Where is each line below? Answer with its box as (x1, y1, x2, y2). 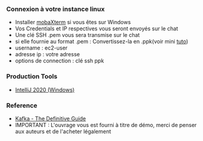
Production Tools (6, 72, 57, 80)
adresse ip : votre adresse (14, 51, 80, 58)
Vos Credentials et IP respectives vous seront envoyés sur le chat (14, 25, 178, 32)
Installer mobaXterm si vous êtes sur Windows (14, 19, 131, 26)
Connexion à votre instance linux (6, 5, 105, 13)
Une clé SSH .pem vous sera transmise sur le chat (14, 31, 140, 39)
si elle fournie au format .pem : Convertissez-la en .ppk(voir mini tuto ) (14, 38, 188, 45)
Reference (6, 101, 37, 110)
